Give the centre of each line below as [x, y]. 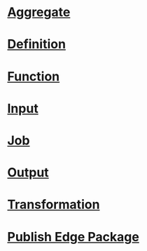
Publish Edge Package [73, 237]
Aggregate [39, 12]
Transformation [54, 205]
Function [34, 76]
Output [28, 173]
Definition [37, 45]
